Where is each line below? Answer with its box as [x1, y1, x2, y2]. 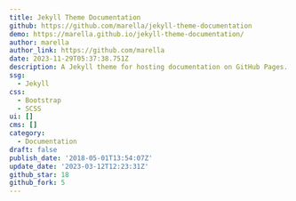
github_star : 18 [9, 170, 69, 179]
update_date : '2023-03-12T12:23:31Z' [9, 162, 149, 171]
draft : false [9, 145, 58, 154]
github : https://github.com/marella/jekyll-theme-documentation [9, 21, 252, 30]
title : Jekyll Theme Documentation [9, 12, 141, 22]
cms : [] [9, 121, 38, 130]
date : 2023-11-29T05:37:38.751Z [9, 54, 129, 63]
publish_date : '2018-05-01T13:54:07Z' [9, 153, 153, 163]
